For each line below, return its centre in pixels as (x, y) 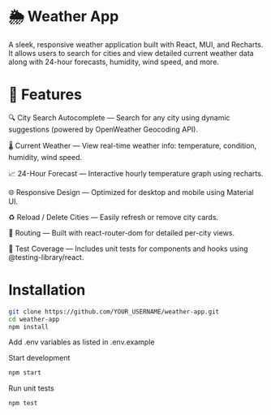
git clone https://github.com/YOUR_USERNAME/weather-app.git (114, 311)
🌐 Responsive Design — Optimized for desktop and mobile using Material (131, 192)
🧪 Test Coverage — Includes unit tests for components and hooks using (129, 249)
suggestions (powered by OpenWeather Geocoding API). (103, 129)
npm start (25, 373)
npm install (28, 326)
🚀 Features (45, 95)
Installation (47, 290)
